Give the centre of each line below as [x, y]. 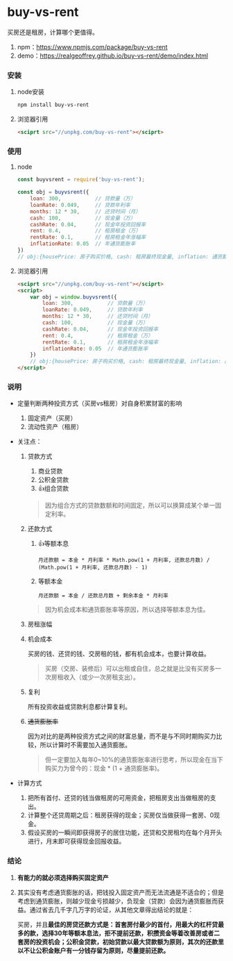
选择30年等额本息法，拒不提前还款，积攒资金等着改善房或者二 [131, 933]
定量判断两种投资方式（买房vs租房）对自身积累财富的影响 [100, 403]
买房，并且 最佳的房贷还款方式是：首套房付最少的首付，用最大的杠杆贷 [118, 924]
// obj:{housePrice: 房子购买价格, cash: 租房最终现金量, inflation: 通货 [120, 257]
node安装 [31, 92]
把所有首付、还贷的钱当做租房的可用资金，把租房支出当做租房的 [119, 798]
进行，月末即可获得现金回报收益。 [76, 842]
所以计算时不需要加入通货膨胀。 [86, 745]
